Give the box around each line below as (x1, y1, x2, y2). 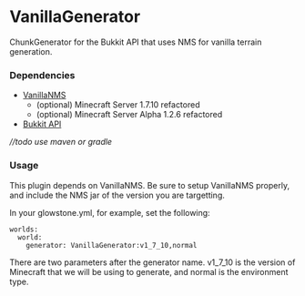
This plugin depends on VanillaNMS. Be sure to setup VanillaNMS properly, (9, 179, 290, 190)
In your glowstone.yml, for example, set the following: (9, 207, 211, 218)
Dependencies (9, 68, 76, 81)
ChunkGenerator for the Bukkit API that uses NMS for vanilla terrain (9, 36, 262, 47)
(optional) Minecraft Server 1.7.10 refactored (36, 99, 200, 110)
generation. (9, 46, 53, 56)
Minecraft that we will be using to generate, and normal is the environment (9, 266, 289, 277)
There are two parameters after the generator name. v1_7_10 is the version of (9, 257, 296, 268)
